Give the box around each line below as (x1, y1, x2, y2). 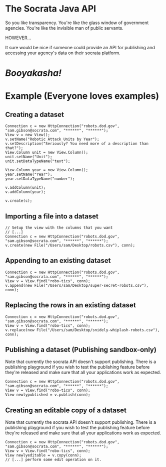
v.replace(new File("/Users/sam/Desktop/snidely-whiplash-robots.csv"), (5, 327, 160, 332)
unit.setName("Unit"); (5, 154, 52, 160)
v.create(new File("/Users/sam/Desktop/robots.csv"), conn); (5, 243, 135, 248)
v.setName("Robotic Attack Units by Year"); (5, 137, 99, 142)
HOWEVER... (5, 35, 31, 41)
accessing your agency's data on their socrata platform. (5, 50, 120, 56)
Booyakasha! (5, 67, 61, 79)
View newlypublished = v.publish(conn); (5, 392, 91, 397)
